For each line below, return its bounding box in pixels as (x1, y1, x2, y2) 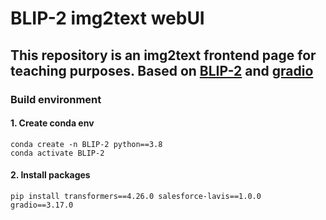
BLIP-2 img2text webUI (10, 7, 205, 30)
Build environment (10, 92, 102, 106)
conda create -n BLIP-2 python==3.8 (10, 139, 163, 149)
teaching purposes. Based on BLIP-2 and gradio (10, 62, 314, 79)
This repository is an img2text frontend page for (10, 47, 317, 64)
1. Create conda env (10, 117, 95, 129)
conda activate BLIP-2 (10, 148, 105, 158)
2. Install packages (10, 169, 91, 181)
